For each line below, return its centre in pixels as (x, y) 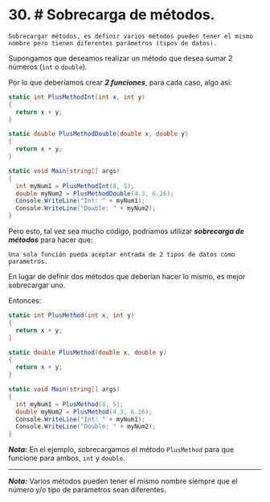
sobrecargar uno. (37, 285)
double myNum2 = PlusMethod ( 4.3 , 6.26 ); (84, 412)
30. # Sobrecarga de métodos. (112, 15)
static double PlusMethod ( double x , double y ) (88, 352)
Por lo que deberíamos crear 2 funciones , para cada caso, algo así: (120, 82)
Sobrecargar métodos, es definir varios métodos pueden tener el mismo (131, 36)
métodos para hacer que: (51, 240)
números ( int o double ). (48, 67)
